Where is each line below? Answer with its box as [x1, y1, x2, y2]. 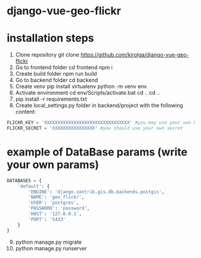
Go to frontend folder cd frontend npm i [15, 64, 113, 71]
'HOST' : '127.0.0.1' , [28, 211, 82, 217]
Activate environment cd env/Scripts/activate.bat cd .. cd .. [15, 89, 160, 97]
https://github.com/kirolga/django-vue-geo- [80, 51, 190, 58]
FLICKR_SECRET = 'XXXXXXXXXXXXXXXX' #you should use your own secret [7, 125, 184, 131]
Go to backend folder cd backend [15, 76, 98, 84]
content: [15, 108, 36, 116]
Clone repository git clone [15, 51, 79, 58]
